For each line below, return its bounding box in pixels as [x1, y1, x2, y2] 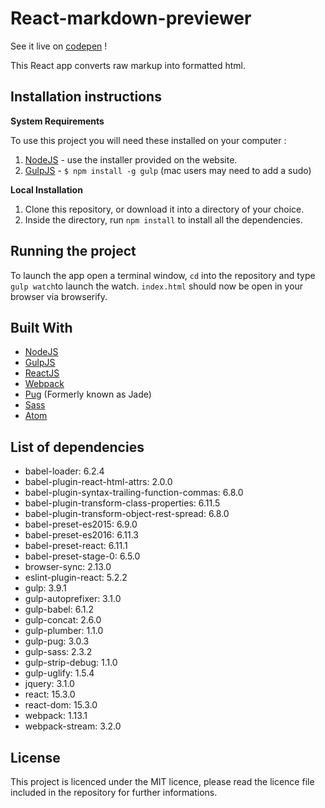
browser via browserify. [10, 290, 108, 302]
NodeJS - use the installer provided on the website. [24, 153, 238, 166]
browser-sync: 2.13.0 [24, 561, 112, 573]
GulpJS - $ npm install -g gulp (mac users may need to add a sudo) [24, 164, 312, 176]
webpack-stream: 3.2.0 [24, 720, 122, 732]
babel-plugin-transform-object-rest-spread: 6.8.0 [24, 508, 230, 520]
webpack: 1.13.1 [24, 710, 88, 722]
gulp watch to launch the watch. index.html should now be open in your [10, 280, 304, 292]
